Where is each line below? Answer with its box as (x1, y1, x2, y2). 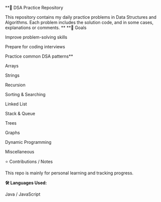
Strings (5, 72, 20, 78)
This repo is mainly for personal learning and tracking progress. (5, 170, 134, 176)
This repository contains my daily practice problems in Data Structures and (5, 14, 157, 20)
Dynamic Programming (5, 139, 52, 145)
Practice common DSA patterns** (5, 53, 74, 59)
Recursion (5, 82, 26, 88)
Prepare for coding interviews (5, 44, 65, 49)
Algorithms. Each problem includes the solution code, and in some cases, (5, 20, 154, 25)
